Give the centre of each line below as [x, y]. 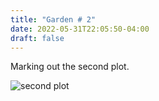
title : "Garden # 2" [53, 19]
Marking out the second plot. [70, 67]
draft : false [37, 38]
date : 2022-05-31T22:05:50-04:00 [80, 29]
